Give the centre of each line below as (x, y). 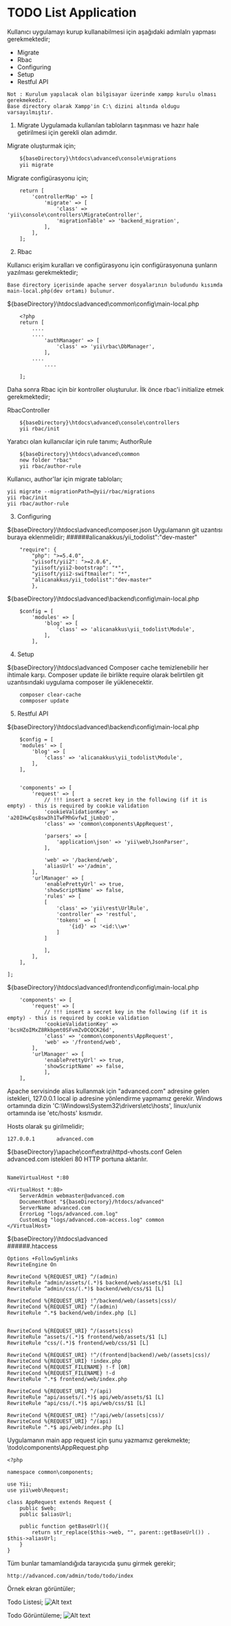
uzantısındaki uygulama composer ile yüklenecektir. (80, 682)
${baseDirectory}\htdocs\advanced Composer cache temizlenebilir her (108, 667)
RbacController (29, 410)
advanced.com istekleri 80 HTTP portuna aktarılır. (78, 1159)
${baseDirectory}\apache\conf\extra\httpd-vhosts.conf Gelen (95, 1151)
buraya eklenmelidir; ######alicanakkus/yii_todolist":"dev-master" (102, 537)
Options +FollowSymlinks (43, 1258)
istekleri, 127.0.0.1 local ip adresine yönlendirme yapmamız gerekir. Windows (115, 1098)
